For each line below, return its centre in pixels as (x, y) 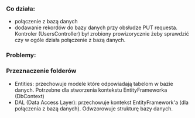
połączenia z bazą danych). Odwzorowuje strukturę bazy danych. (93, 108)
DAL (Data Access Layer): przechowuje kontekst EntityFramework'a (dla (102, 102)
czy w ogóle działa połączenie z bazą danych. (70, 40)
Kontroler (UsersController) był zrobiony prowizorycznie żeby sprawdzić (102, 34)
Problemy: (21, 55)
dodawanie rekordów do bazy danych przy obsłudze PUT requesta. (96, 27)
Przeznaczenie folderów (41, 71)
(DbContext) (30, 96)
